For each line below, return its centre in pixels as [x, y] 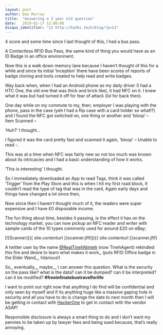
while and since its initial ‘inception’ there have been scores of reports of [78, 71]
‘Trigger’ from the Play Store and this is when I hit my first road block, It [76, 184]
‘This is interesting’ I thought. [34, 169]
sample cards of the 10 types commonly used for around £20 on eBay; [76, 228]
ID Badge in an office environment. [40, 56]
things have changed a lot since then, [43, 194]
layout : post [18, 10]
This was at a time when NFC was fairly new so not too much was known [78, 155]
